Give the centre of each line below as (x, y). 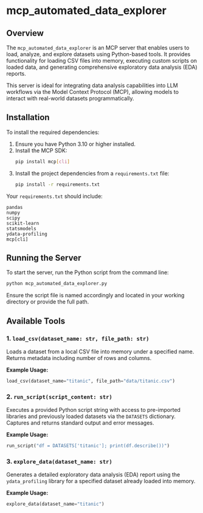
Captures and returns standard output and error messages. (80, 423)
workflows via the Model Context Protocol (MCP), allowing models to (93, 92)
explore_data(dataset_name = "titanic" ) (55, 504)
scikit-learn (23, 223)
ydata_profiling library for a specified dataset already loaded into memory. (101, 481)
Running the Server (44, 257)
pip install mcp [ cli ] (43, 161)
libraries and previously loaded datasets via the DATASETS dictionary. (91, 416)
